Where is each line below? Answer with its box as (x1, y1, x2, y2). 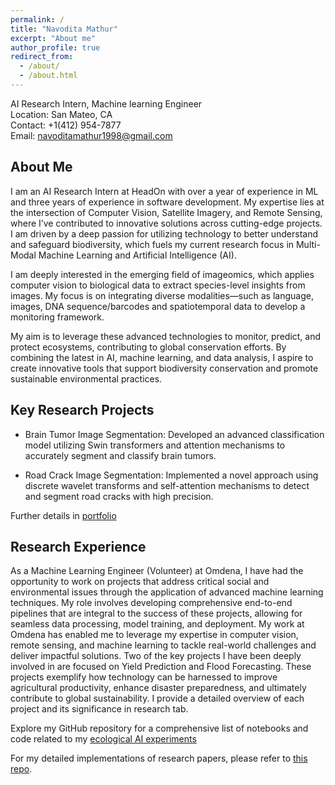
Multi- (295, 238, 321, 250)
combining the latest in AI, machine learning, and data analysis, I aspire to (10, 351, 314, 363)
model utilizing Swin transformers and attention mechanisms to (24, 439, 286, 451)
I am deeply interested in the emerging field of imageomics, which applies (10, 268, 315, 280)
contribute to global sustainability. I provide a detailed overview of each (10, 692, 305, 705)
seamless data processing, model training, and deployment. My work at (10, 618, 305, 630)
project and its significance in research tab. (10, 703, 189, 715)
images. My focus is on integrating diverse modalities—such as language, (10, 289, 314, 301)
